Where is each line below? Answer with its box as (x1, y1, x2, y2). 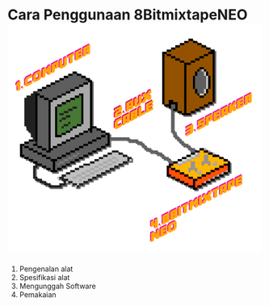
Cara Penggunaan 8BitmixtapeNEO (7, 6, 248, 24)
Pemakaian (19, 290, 57, 300)
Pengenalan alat (19, 264, 74, 274)
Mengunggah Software (19, 281, 96, 291)
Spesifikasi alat (19, 273, 70, 283)
